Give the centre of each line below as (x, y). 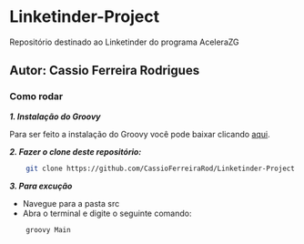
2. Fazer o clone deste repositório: (76, 151)
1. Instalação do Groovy (56, 117)
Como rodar (36, 97)
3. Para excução (41, 186)
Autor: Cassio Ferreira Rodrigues (105, 71)
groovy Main (48, 229)
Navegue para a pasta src (71, 203)
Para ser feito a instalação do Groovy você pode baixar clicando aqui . (140, 134)
